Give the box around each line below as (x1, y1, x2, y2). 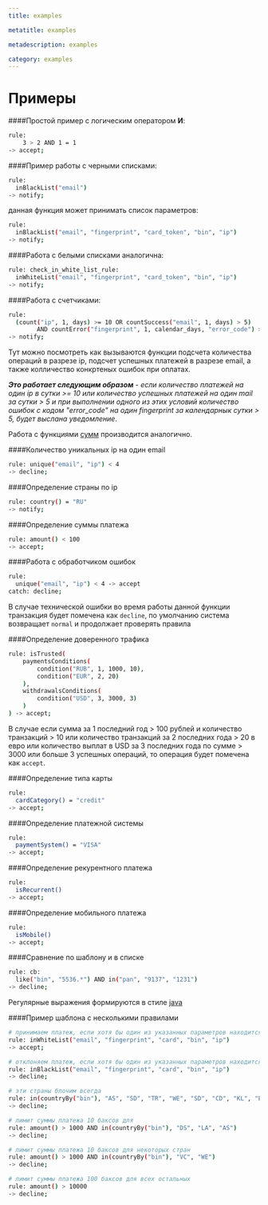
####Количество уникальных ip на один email (8, 445, 166, 454)
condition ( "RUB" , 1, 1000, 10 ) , (37, 665, 145, 673)
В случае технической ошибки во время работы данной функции (8, 602, 231, 612)
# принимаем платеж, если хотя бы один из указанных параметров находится (8, 1029, 262, 1037)
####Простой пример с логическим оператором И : (8, 116, 186, 126)
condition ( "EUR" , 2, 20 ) (37, 672, 120, 680)
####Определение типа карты (8, 773, 113, 783)
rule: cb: (8, 968, 41, 976)
